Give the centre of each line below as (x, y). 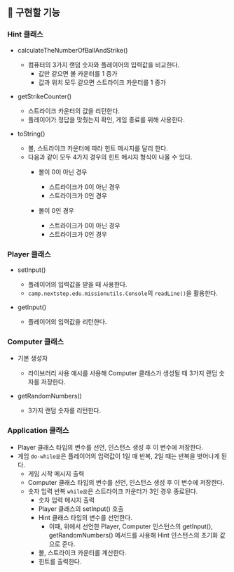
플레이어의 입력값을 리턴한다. (67, 321)
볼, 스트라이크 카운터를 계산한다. (82, 552)
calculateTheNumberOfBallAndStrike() (73, 50)
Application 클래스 (38, 431)
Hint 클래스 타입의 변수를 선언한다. (85, 517)
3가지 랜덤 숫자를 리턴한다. (64, 410)
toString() (31, 134)
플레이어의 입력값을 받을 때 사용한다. (77, 284)
